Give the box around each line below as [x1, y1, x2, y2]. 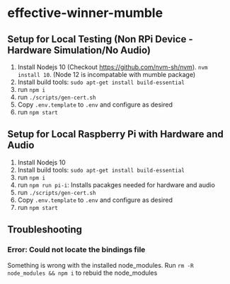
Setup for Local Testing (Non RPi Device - [7, 33, 193, 45]
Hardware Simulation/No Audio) [7, 44, 151, 56]
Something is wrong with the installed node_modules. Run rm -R [7, 261, 194, 269]
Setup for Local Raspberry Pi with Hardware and [7, 129, 224, 141]
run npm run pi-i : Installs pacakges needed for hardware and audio [17, 180, 216, 189]
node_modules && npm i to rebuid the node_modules [7, 268, 158, 277]
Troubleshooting [7, 224, 83, 236]
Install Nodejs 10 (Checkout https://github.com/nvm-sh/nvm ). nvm [17, 63, 208, 71]
